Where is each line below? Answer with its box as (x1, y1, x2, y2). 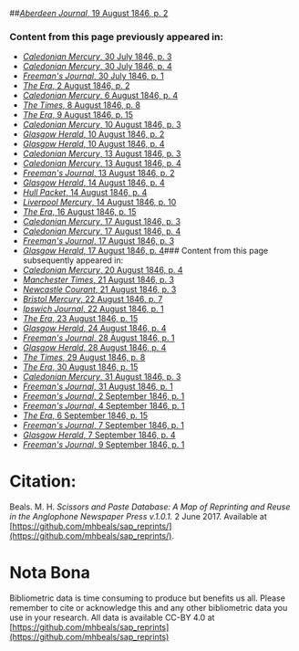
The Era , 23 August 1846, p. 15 (22, 313, 139, 324)
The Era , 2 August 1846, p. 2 (22, 80, 130, 91)
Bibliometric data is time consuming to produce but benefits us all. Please (9, 593, 285, 604)
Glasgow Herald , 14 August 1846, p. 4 (22, 177, 166, 188)
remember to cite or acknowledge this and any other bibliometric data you (9, 603, 288, 614)
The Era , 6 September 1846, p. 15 (22, 410, 149, 421)
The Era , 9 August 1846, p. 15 (22, 110, 134, 121)
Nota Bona (9, 562, 91, 583)
